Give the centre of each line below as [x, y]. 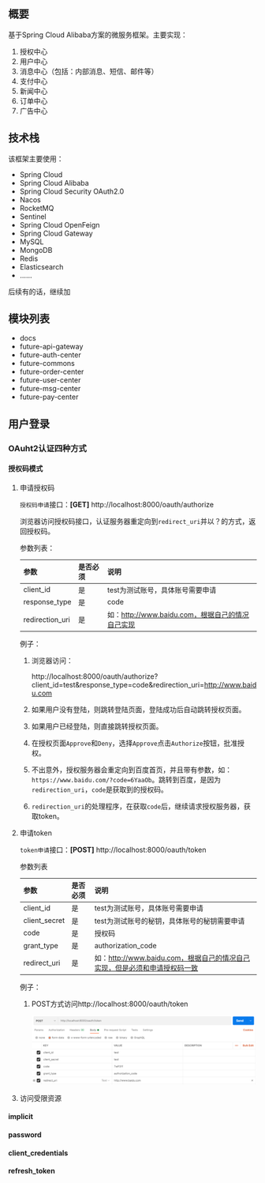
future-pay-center [49, 397]
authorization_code [125, 945]
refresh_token [32, 1171]
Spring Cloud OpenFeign [60, 224]
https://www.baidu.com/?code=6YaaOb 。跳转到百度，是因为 [126, 779]
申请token [36, 833]
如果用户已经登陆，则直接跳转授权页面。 [97, 726]
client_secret [44, 921]
